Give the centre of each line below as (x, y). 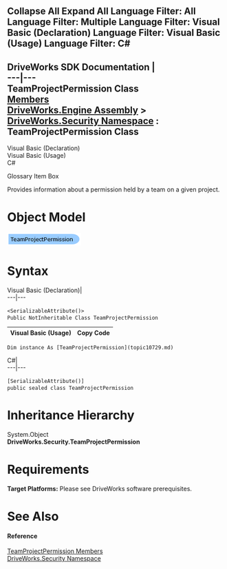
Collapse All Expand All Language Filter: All (101, 11)
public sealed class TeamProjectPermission (71, 389)
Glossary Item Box (33, 176)
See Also (33, 517)
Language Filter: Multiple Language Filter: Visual (113, 22)
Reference (22, 536)
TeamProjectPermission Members (55, 551)
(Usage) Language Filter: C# (69, 44)
